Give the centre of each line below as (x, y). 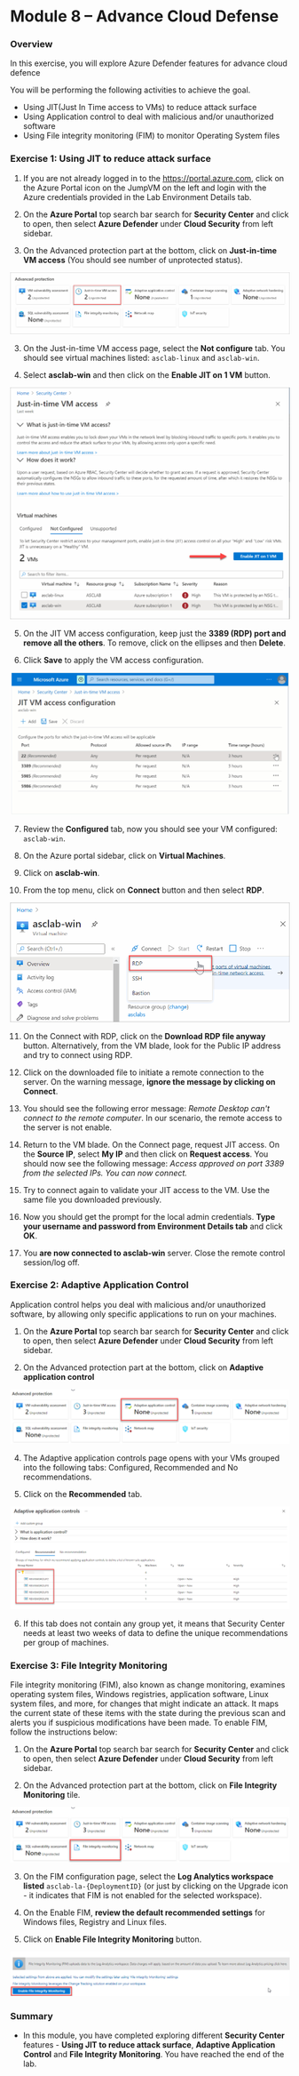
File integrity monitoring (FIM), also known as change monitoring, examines (148, 1685)
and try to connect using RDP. (78, 1054)
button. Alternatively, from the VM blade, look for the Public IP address (152, 1046)
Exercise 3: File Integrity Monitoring (89, 1665)
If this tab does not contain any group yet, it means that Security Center (154, 1623)
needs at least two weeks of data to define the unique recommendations (155, 1632)
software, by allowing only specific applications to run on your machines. (144, 1314)
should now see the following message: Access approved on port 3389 (153, 1163)
